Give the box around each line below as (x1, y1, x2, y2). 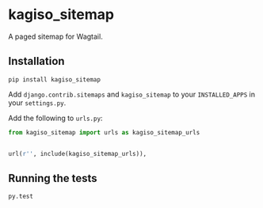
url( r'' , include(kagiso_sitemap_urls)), (8, 149, 147, 157)
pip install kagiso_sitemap (8, 75, 101, 84)
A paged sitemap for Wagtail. (8, 32, 103, 41)
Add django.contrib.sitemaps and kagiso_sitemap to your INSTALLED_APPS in (8, 89, 256, 99)
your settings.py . (8, 97, 67, 108)
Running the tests (8, 172, 97, 185)
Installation (8, 55, 65, 68)
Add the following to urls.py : (8, 113, 103, 123)
